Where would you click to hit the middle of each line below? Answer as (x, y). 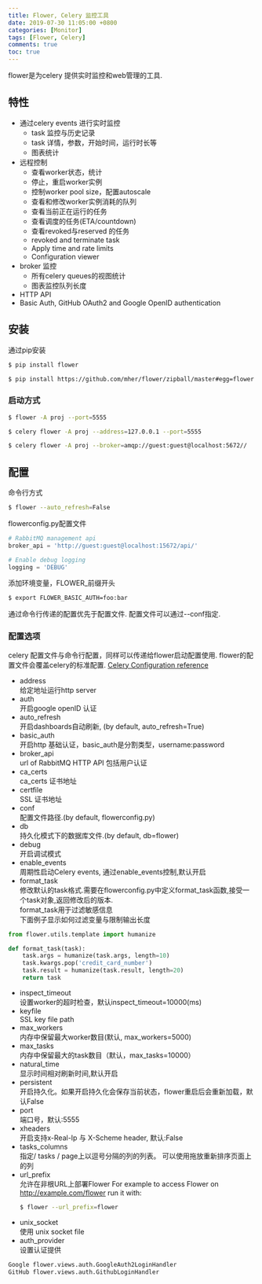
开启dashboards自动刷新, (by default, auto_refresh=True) (112, 726)
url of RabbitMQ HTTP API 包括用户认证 (83, 763)
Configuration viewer (65, 256)
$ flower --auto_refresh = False (59, 508)
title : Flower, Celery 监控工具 (59, 15)
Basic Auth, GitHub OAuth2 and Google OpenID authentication (120, 303)
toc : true (24, 52)
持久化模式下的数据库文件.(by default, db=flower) (99, 835)
